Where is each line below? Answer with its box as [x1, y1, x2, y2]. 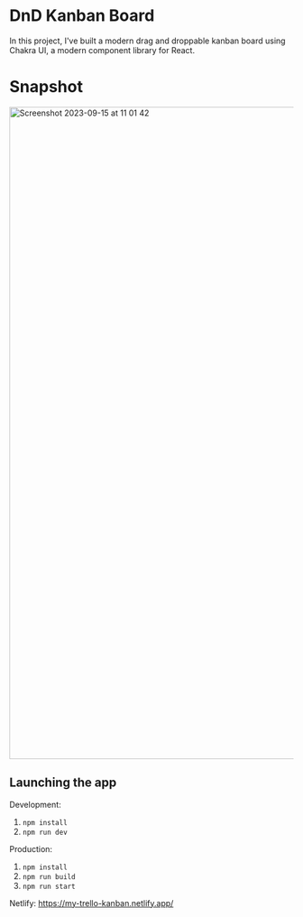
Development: [9, 799, 61, 810]
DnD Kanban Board [9, 5, 155, 26]
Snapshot [9, 77, 84, 97]
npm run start [22, 882, 76, 891]
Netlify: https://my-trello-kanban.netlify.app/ [9, 897, 174, 908]
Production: [9, 843, 52, 854]
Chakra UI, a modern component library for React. [9, 44, 196, 55]
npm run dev [22, 828, 68, 837]
